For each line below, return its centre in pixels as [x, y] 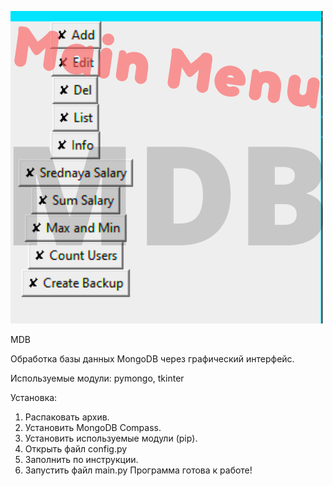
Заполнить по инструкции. [81, 459]
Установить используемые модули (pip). [111, 438]
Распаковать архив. [67, 417]
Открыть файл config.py [76, 449]
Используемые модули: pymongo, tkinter [97, 378]
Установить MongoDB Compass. [93, 427]
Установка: [34, 397]
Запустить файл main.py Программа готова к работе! [138, 470]
